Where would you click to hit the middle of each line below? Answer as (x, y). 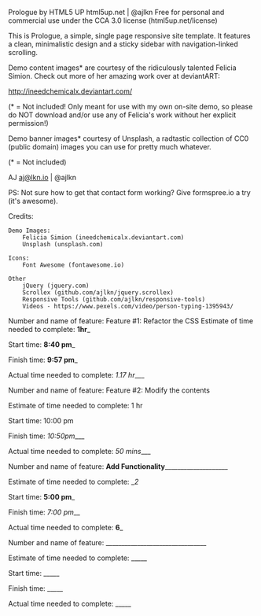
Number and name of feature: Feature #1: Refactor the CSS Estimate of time (131, 321)
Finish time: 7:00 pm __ (44, 512)
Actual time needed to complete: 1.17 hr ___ (76, 375)
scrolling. (23, 52)
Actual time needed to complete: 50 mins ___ (79, 451)
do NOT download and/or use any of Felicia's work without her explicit (122, 115)
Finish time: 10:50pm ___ (46, 436)
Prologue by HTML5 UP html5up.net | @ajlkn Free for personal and (116, 12)
